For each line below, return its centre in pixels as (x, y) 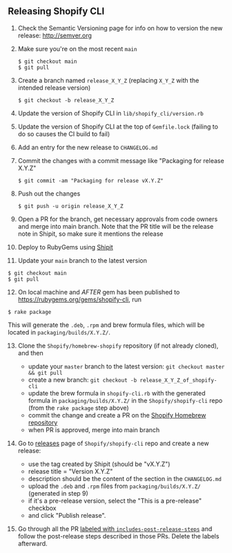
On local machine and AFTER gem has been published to (99, 292)
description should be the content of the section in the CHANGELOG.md (125, 478)
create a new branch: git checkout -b (83, 379)
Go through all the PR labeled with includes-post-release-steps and (115, 529)
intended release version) (54, 87)
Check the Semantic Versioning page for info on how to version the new (120, 28)
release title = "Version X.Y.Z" (70, 471)
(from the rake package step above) (79, 408)
